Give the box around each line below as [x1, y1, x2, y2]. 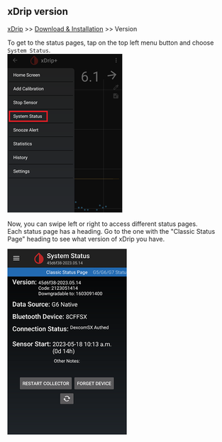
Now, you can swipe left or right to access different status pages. [7, 220, 198, 228]
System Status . [7, 45, 51, 54]
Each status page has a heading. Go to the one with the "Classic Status [7, 227, 216, 235]
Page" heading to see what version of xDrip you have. [7, 235, 165, 243]
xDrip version [7, 6, 69, 18]
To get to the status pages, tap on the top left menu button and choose [7, 38, 214, 47]
